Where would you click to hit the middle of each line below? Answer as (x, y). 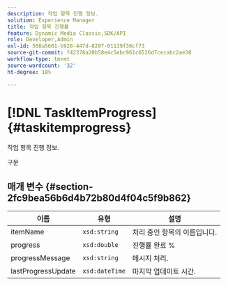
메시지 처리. (150, 259)
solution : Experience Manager (51, 20)
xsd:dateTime (104, 271)
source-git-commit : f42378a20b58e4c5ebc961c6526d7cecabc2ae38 (99, 53)
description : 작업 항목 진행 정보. (53, 14)
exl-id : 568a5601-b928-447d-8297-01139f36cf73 (76, 46)
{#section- (69, 187)
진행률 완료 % (154, 246)
